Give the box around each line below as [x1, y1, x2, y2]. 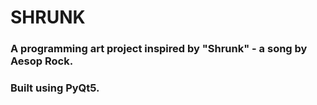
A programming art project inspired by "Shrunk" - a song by [10, 42, 308, 56]
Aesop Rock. [10, 54, 74, 68]
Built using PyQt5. [10, 81, 100, 95]
